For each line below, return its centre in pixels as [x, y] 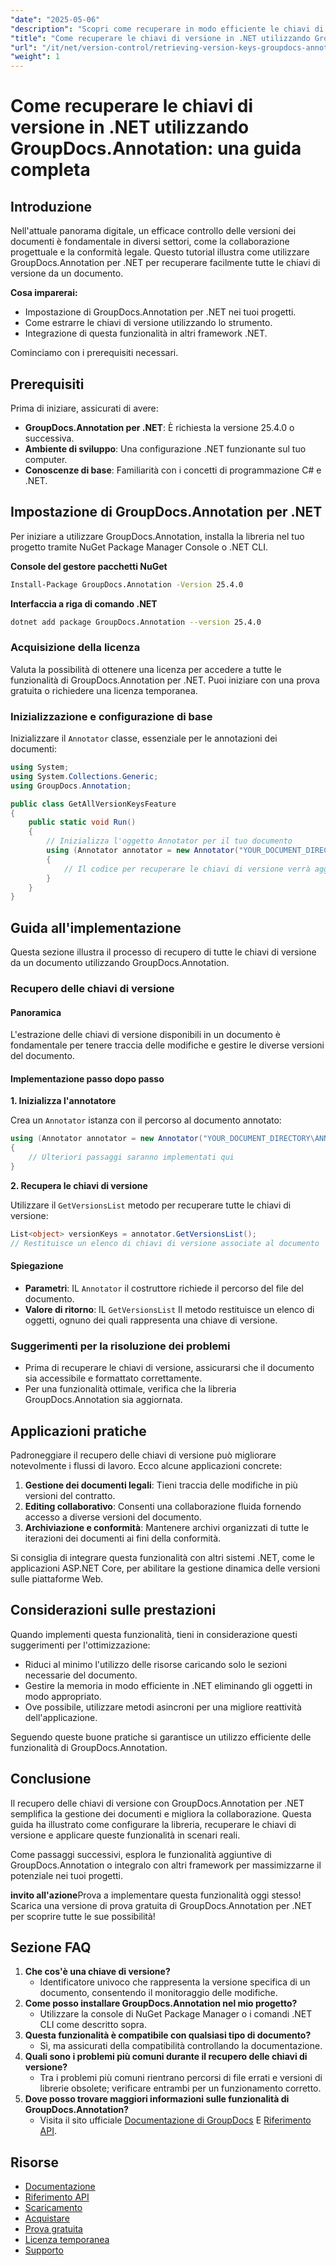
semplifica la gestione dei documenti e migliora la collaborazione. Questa [161, 1813]
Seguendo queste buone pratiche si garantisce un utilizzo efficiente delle [161, 1737]
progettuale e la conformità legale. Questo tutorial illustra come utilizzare [160, 252]
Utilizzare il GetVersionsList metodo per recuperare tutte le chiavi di [151, 1205]
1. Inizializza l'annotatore [63, 1101]
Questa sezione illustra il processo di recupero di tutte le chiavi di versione [163, 952]
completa [50, 170]
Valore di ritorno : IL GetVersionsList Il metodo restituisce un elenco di [169, 1309]
